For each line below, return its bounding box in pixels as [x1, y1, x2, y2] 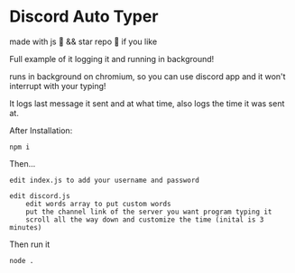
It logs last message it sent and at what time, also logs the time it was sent [9, 97, 285, 109]
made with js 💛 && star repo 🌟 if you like [9, 36, 158, 47]
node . [9, 256, 34, 265]
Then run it [9, 239, 51, 250]
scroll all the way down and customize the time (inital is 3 [25, 214, 264, 224]
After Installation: [9, 124, 73, 136]
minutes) [9, 223, 42, 232]
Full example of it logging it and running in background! [9, 53, 215, 64]
